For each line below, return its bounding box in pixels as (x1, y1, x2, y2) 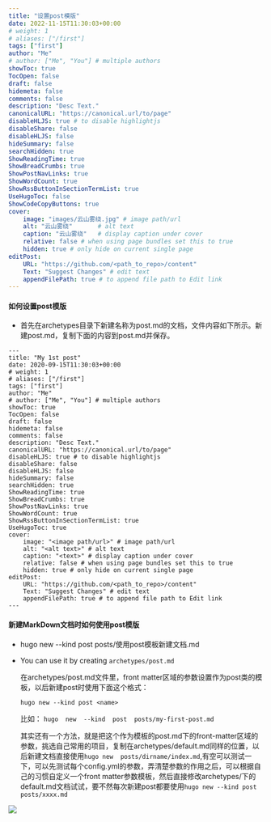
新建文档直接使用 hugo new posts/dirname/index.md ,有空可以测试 (27, 751, 245, 761)
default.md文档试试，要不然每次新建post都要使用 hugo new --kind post (19, 782, 257, 791)
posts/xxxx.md (19, 790, 68, 799)
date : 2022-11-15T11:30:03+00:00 (8, 19, 121, 28)
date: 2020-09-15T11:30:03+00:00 (8, 361, 121, 369)
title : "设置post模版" (8, 11, 80, 20)
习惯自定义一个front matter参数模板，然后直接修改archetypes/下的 (34, 771, 256, 781)
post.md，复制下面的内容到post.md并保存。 (27, 331, 175, 341)
